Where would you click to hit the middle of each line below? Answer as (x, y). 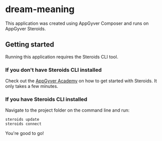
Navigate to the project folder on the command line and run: (67, 110)
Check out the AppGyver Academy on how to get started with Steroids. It (81, 81)
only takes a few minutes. (32, 86)
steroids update (22, 120)
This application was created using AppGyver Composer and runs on (77, 23)
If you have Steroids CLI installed (46, 99)
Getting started (30, 45)
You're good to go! (25, 133)
